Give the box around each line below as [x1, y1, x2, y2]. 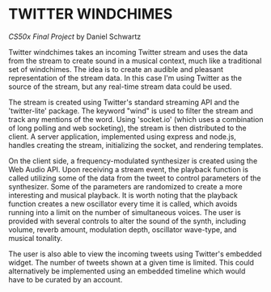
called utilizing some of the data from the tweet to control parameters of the [8, 173, 261, 183]
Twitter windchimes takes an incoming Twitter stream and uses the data [8, 47, 248, 57]
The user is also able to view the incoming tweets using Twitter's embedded [8, 248, 262, 259]
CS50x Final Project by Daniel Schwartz [8, 32, 142, 41]
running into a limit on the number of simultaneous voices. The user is [8, 207, 241, 217]
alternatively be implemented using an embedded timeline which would [8, 266, 246, 276]
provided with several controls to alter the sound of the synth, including [8, 216, 247, 226]
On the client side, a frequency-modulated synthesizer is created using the [8, 155, 258, 166]
